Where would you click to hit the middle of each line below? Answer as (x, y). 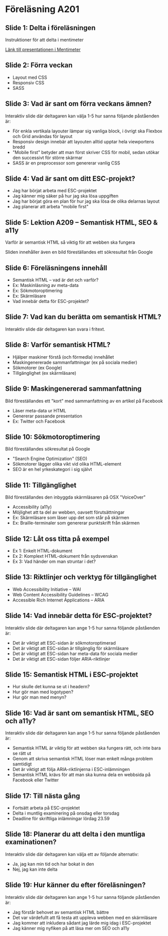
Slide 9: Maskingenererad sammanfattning (73, 389)
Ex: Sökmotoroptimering (37, 291)
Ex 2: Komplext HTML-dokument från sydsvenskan (65, 556)
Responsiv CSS (28, 83)
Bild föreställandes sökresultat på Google (48, 449)
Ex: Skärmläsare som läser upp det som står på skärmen (71, 518)
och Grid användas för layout (42, 136)
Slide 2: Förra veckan (39, 65)
